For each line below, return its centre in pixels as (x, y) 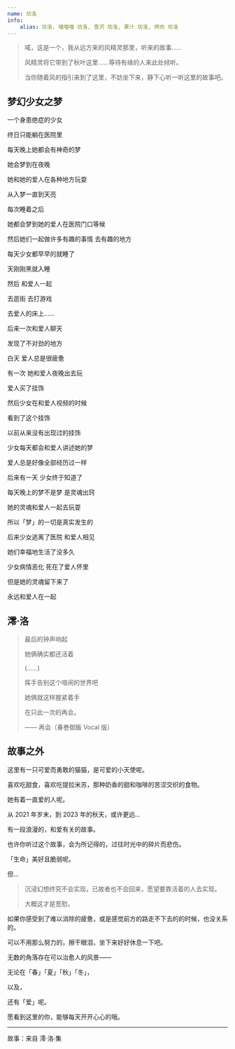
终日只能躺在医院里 (35, 135)
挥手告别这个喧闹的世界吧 (61, 682)
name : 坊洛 (22, 14)
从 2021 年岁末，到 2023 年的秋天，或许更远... (74, 814)
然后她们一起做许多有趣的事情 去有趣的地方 (69, 239)
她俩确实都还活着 (49, 654)
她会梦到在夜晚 (29, 165)
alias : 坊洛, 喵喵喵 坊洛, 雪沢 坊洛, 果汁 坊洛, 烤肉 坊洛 (99, 27)
